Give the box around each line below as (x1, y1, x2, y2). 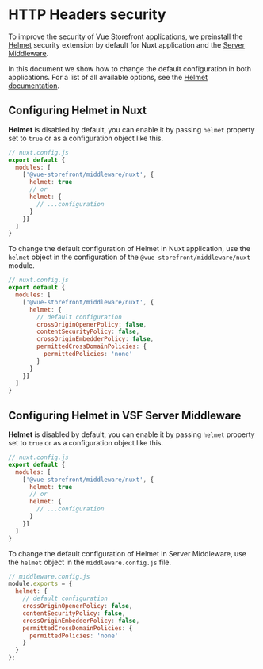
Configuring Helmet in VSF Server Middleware (8, 408, 242, 422)
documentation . (8, 81, 60, 90)
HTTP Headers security (8, 6, 166, 24)
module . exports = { (8, 580, 73, 588)
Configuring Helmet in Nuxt (8, 104, 147, 117)
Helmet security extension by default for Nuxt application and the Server (8, 40, 246, 49)
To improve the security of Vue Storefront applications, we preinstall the (8, 32, 243, 41)
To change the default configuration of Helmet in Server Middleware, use (8, 549, 247, 558)
